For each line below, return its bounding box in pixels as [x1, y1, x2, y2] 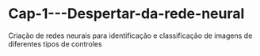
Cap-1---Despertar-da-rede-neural [8, 5, 245, 23]
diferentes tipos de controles [8, 39, 102, 48]
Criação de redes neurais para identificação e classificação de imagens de [8, 31, 253, 40]
